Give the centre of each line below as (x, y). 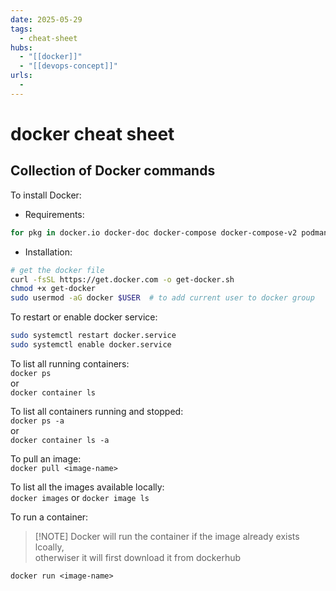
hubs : (21, 47)
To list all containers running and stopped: (97, 411)
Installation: (48, 252)
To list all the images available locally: (87, 487)
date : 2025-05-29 (46, 19)
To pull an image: (46, 458)
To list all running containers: (70, 363)
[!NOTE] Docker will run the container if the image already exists (167, 536)
